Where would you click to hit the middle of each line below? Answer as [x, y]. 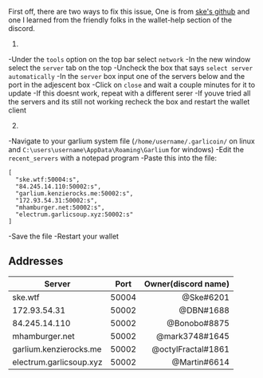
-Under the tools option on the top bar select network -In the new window [130, 59]
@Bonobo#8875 [198, 323]
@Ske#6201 [206, 297]
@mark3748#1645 [193, 336]
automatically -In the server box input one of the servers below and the [127, 76]
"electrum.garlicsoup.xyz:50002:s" [75, 215]
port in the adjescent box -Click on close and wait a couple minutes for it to [132, 85]
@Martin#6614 [200, 362]
